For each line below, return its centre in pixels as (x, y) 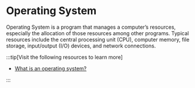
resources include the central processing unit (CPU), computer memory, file (98, 39)
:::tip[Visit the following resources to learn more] (65, 57)
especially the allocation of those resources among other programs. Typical (97, 33)
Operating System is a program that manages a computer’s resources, (91, 27)
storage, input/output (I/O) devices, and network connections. (81, 46)
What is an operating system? (51, 68)
